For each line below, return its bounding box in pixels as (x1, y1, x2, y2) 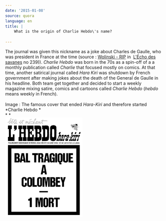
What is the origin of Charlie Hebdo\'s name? (14, 29, 112, 34)
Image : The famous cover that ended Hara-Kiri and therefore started (5, 102, 147, 107)
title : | (5, 24, 23, 29)
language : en (5, 18, 32, 23)
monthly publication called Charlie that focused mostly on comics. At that (5, 65, 156, 70)
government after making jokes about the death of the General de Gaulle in (5, 75, 159, 81)
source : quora (5, 13, 35, 18)
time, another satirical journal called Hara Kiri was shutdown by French (5, 70, 151, 76)
